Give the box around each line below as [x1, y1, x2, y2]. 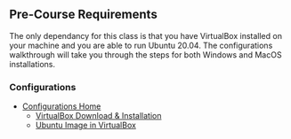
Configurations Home [21, 101, 101, 112]
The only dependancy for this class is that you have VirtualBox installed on [9, 30, 283, 41]
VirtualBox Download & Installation [35, 111, 162, 121]
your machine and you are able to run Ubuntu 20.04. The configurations [9, 40, 273, 50]
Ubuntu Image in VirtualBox [35, 120, 136, 131]
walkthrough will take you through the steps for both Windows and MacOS [9, 49, 282, 60]
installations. [9, 58, 56, 69]
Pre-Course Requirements [9, 7, 158, 22]
